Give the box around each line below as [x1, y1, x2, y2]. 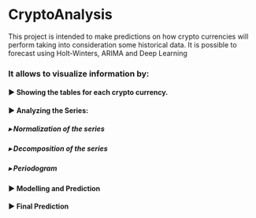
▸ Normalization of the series [8, 124, 105, 133]
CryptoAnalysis [8, 6, 113, 24]
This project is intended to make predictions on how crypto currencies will [8, 32, 249, 41]
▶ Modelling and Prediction [8, 183, 101, 193]
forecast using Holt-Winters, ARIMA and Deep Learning [8, 48, 187, 58]
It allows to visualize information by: [8, 68, 150, 79]
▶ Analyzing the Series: [8, 106, 89, 115]
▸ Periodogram [8, 163, 58, 173]
